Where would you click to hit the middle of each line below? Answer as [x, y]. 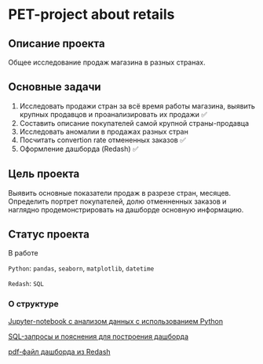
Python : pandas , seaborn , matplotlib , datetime [81, 268]
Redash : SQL [26, 284]
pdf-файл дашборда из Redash [60, 351]
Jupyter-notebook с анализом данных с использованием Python [116, 321]
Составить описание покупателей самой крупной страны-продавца [134, 123]
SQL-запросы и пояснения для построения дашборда [99, 336]
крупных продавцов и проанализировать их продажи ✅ [113, 114]
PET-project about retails [91, 15]
